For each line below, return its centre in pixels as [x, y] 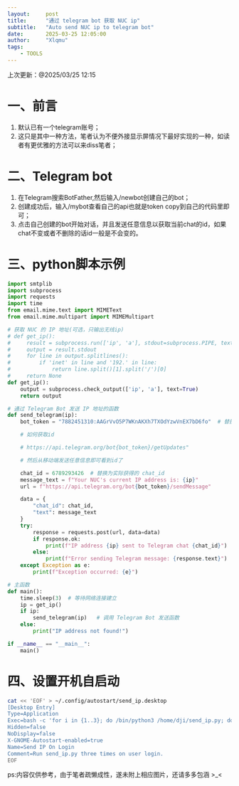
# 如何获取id [37, 435]
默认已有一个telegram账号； [59, 127]
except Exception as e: [55, 565]
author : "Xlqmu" [38, 41]
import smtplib [30, 284]
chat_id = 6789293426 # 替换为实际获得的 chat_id [92, 473]
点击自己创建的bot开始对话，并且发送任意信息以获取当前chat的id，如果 [122, 224]
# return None [34, 376]
